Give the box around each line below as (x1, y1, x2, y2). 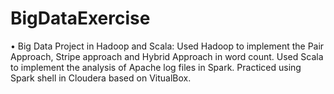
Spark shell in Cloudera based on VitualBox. (10, 72, 192, 84)
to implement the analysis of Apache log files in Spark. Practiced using (10, 61, 302, 73)
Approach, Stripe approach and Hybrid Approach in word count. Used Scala (10, 50, 324, 62)
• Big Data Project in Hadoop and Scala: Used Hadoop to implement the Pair (10, 40, 325, 52)
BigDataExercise (10, 7, 151, 30)
